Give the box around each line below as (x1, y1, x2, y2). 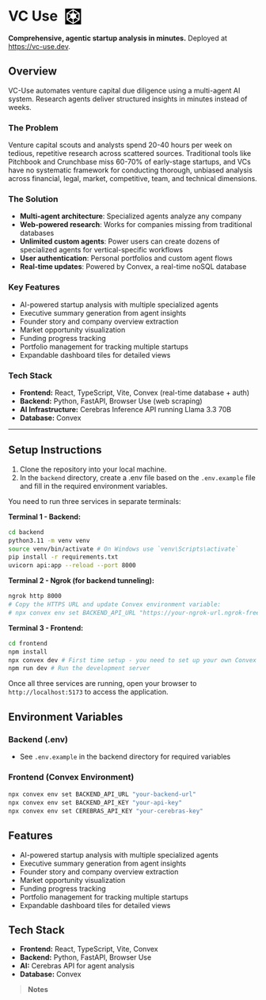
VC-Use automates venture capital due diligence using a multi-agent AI (8, 85, 241, 95)
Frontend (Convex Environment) (8, 771, 135, 782)
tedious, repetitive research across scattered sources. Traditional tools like (8, 149, 252, 158)
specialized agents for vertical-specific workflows (19, 245, 184, 255)
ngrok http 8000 (8, 593, 62, 600)
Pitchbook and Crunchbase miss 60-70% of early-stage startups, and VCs (8, 157, 251, 167)
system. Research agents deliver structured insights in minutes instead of (8, 94, 248, 104)
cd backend (8, 528, 44, 536)
